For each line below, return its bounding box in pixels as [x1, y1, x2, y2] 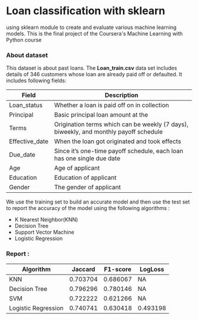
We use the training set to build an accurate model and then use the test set [6, 198, 190, 205]
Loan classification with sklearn [6, 4, 166, 18]
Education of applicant [54, 173, 117, 182]
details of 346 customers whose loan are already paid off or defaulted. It [6, 71, 183, 78]
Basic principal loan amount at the [54, 111, 148, 119]
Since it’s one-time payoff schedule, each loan [54, 147, 184, 155]
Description [105, 91, 138, 99]
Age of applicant [54, 164, 100, 172]
